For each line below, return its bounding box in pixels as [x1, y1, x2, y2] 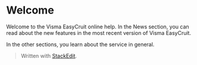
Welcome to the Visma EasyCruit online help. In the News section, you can [6, 23, 189, 30]
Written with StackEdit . [20, 52, 78, 59]
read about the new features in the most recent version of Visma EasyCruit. [6, 29, 192, 36]
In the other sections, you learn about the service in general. [6, 41, 155, 48]
